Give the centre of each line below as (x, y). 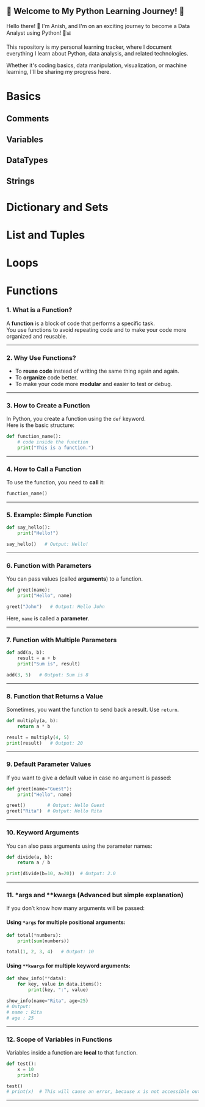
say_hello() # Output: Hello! (47, 544)
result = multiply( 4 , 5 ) (38, 737)
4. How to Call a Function (44, 469)
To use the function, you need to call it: (56, 482)
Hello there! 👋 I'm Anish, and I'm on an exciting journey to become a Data (98, 26)
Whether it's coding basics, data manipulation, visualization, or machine (97, 65)
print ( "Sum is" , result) (49, 664)
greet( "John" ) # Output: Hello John (56, 607)
